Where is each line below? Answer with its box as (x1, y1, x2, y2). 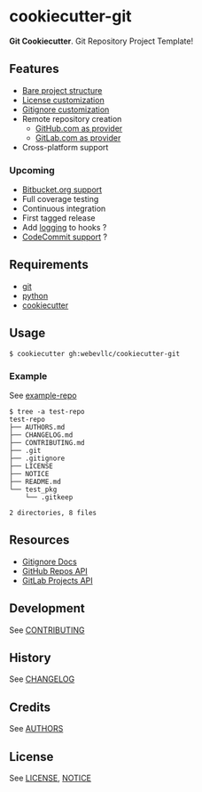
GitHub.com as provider (35, 123, 123, 133)
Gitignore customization (21, 104, 110, 115)
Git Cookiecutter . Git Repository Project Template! (9, 36, 193, 46)
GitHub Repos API (21, 565, 89, 576)
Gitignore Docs (21, 556, 77, 567)
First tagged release (21, 213, 96, 223)
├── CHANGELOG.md (9, 430, 74, 440)
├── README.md (9, 477, 62, 486)
